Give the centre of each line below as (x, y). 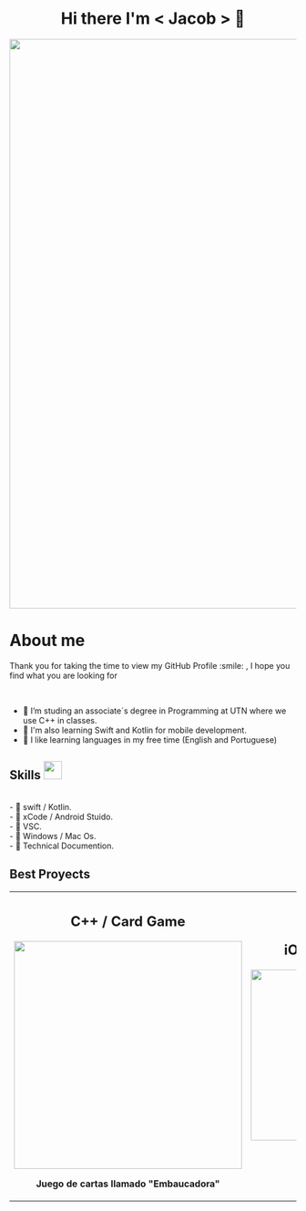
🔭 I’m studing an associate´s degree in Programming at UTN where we (154, 711)
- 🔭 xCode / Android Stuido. (61, 816)
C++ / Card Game (128, 922)
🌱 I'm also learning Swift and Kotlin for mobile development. (135, 730)
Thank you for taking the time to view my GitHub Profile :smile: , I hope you (150, 665)
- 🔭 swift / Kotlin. (41, 806)
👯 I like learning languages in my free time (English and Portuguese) (150, 739)
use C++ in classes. (60, 720)
